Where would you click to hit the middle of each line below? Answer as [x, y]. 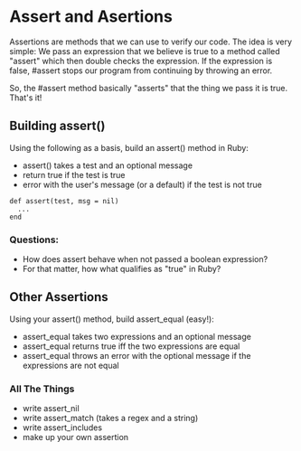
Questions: [34, 240]
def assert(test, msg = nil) [64, 201]
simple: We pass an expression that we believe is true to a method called [145, 51]
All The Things [42, 389]
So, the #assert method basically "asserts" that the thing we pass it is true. [149, 88]
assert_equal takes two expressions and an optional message [136, 336]
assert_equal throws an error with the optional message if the [136, 355]
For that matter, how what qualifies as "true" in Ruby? [122, 269]
